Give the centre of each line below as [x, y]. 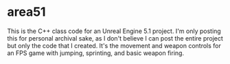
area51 [26, 12]
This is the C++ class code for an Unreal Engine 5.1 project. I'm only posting [114, 31]
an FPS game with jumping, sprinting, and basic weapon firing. [95, 53]
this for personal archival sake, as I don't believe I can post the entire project [115, 38]
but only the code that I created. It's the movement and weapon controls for [114, 45]
